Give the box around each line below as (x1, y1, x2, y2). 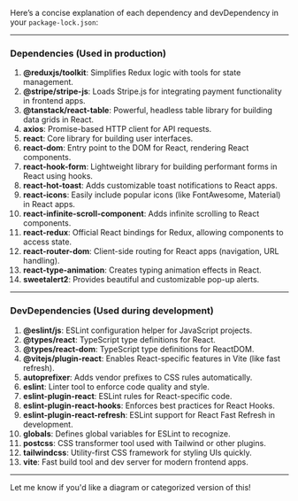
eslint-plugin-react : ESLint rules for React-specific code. (22, 390, 233, 401)
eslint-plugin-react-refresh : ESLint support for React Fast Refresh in (22, 409, 275, 420)
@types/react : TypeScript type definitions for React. (22, 334, 216, 344)
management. (22, 77, 74, 88)
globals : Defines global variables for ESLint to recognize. (22, 428, 231, 439)
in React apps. (22, 199, 76, 210)
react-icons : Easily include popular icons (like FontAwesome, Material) (22, 189, 281, 200)
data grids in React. (22, 114, 95, 125)
